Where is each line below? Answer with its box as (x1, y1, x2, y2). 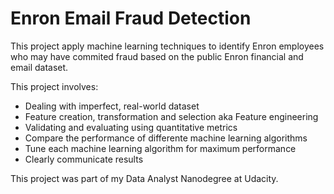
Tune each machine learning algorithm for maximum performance (24, 142, 297, 154)
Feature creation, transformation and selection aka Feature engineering (24, 110, 319, 122)
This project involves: (10, 80, 99, 92)
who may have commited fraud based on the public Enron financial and (10, 50, 304, 62)
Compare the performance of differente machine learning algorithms (24, 132, 308, 144)
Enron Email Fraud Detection (10, 7, 252, 30)
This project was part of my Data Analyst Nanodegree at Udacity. (10, 172, 279, 184)
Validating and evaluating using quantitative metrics (24, 121, 238, 133)
